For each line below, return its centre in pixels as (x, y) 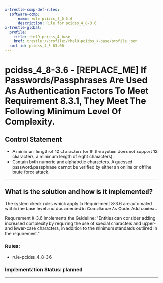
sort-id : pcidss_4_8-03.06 (37, 46)
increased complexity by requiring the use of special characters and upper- (81, 223)
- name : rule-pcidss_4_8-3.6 (43, 19)
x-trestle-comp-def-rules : (32, 9)
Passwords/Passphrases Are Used (76, 80)
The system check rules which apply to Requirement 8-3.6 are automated (79, 204)
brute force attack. (31, 172)
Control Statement (33, 140)
